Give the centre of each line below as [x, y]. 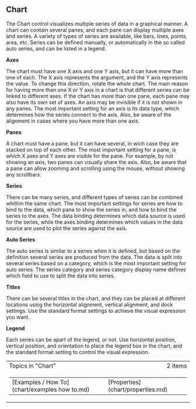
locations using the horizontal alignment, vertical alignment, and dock [90, 304]
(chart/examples [34, 389]
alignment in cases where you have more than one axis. [73, 121]
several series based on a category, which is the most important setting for [96, 263]
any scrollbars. [24, 174]
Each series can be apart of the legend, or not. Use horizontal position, [91, 339]
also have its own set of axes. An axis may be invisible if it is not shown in [94, 102]
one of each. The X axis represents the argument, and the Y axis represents [97, 77]
